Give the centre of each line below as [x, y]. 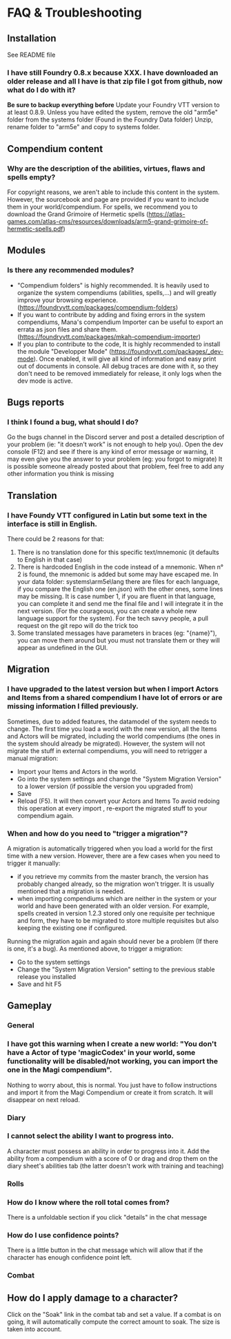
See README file [31, 55]
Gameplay [30, 1006]
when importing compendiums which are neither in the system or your [117, 899]
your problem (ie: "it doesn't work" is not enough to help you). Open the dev [115, 444]
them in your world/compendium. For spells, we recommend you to [102, 207]
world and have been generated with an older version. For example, [113, 906]
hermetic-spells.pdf [35, 229]
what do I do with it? [41, 90]
